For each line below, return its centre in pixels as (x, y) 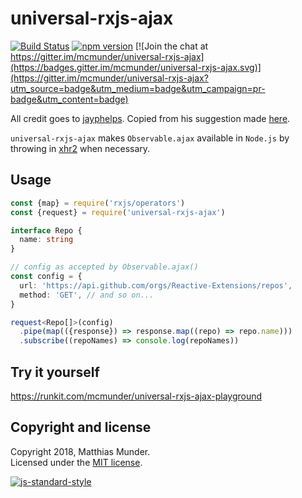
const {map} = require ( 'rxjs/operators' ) (98, 203)
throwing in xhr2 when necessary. (80, 148)
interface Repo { (46, 230)
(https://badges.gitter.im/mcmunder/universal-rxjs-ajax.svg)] (136, 67)
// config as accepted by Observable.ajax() (104, 267)
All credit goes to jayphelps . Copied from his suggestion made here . (150, 118)
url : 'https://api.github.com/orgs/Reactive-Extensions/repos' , (156, 285)
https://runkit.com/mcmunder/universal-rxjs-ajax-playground (136, 396)
